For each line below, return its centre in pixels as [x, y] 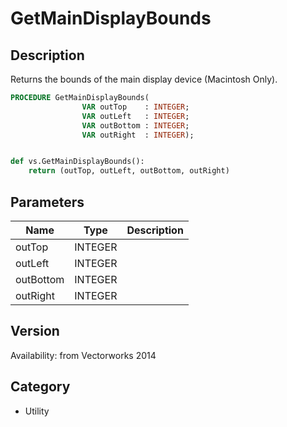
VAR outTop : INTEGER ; [135, 107]
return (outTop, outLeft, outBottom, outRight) [129, 171]
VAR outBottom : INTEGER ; [135, 125]
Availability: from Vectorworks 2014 [83, 355]
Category [40, 387]
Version [35, 331]
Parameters [47, 202]
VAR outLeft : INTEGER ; [135, 116]
